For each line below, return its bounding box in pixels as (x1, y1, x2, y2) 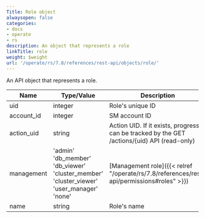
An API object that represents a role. (6, 77, 98, 84)
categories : (6, 20, 37, 26)
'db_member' (52, 153, 92, 162)
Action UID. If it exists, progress (109, 121, 200, 130)
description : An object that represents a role (6, 43, 130, 49)
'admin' (52, 146, 75, 155)
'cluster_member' (52, 169, 104, 177)
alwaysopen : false (6, 15, 53, 21)
